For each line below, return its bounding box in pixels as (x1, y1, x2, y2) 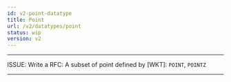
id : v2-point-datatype (7, 10, 72, 17)
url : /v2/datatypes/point (7, 23, 81, 29)
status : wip (7, 29, 41, 36)
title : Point (7, 16, 45, 23)
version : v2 (7, 36, 41, 42)
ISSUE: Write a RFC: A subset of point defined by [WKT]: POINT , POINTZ (7, 61, 206, 69)
